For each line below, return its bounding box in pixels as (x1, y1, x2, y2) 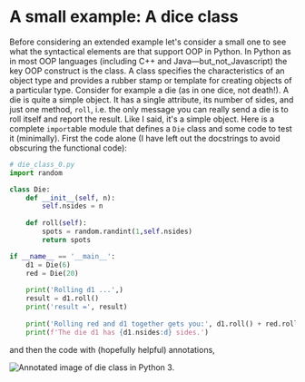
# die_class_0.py (9, 160, 75, 169)
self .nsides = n (42, 201, 103, 211)
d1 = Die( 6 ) (25, 260, 71, 269)
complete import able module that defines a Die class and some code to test (9, 122, 292, 133)
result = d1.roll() (25, 294, 100, 303)
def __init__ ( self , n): (25, 193, 116, 202)
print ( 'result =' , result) (25, 302, 128, 312)
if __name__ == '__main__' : (9, 251, 116, 260)
